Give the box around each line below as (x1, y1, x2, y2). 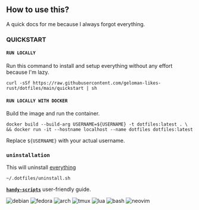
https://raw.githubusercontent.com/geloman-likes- (32, 80, 161, 86)
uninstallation (6, 152, 51, 159)
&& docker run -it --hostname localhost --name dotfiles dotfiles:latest (6, 127, 194, 133)
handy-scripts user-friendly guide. (6, 186, 91, 193)
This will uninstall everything (6, 164, 76, 171)
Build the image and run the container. (6, 110, 100, 117)
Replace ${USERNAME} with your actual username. (6, 137, 125, 145)
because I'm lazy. (6, 68, 49, 76)
